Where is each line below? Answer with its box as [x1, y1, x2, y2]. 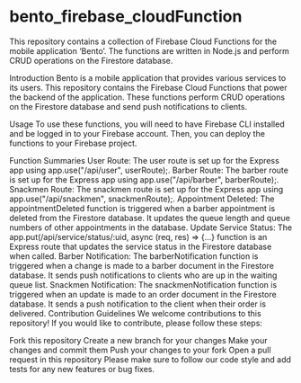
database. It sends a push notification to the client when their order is [9, 298, 267, 309]
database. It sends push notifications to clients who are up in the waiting [9, 270, 278, 281]
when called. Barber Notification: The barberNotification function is [9, 250, 259, 262]
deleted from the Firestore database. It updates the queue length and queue [9, 212, 290, 223]
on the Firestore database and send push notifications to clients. [9, 101, 248, 111]
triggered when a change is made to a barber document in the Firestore [9, 260, 274, 271]
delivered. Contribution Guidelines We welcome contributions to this [9, 307, 262, 318]
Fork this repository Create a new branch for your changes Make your [9, 334, 268, 345]
